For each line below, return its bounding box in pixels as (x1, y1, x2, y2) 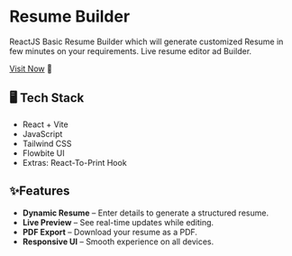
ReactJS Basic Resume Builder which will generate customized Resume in (9, 36, 284, 47)
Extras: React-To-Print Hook (22, 157, 128, 168)
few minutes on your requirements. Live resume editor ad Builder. (9, 45, 252, 56)
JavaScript (22, 128, 63, 139)
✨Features (9, 183, 70, 199)
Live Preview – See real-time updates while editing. (22, 216, 214, 227)
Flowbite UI (22, 147, 65, 159)
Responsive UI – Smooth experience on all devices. (22, 236, 214, 247)
